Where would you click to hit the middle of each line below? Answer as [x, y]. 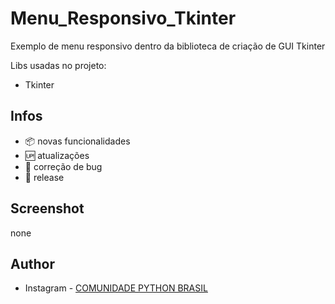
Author [32, 263]
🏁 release [44, 177]
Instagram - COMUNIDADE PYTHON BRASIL [116, 288]
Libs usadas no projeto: [58, 65]
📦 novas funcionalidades [77, 141]
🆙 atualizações [57, 155]
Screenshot [47, 208]
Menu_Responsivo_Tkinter [123, 18]
